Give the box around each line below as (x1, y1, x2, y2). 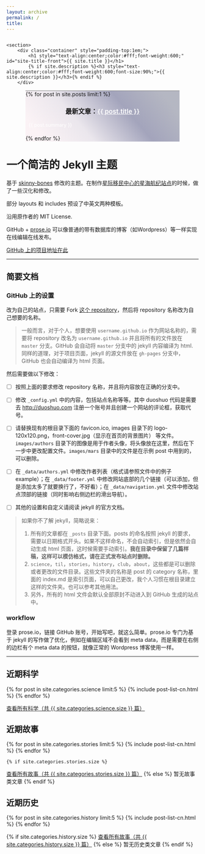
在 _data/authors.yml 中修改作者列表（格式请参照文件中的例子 (15, 468, 172, 475)
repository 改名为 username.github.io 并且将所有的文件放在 (33, 335, 183, 342)
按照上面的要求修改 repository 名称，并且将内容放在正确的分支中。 (15, 383, 183, 391)
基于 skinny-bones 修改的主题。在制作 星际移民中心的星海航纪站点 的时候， (6, 179, 193, 187)
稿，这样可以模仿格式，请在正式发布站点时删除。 (30, 552, 154, 560)
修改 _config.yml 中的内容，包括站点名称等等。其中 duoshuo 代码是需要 (15, 396, 196, 404)
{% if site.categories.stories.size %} (6, 759, 108, 765)
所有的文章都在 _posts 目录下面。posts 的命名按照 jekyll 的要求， (30, 530, 194, 537)
